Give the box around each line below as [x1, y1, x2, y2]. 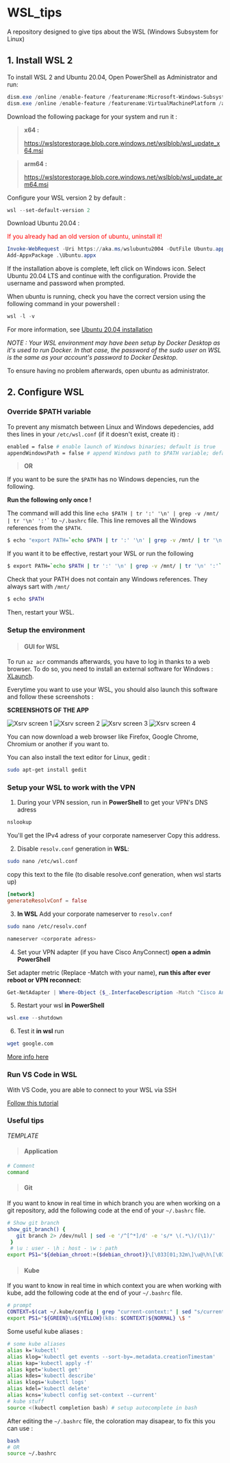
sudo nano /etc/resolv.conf [7, 923, 88, 930]
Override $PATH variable [7, 407, 91, 417]
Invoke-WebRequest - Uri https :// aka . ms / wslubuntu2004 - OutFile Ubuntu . [7, 246, 216, 253]
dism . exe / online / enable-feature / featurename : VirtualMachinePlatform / [7, 100, 222, 107]
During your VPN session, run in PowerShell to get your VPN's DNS [16, 798, 208, 807]
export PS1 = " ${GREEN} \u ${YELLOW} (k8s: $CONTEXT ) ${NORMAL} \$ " [7, 1315, 192, 1322]
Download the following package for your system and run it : [7, 112, 178, 121]
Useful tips [7, 1116, 44, 1125]
